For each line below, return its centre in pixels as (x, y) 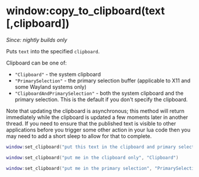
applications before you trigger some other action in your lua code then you (98, 130)
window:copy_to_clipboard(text (86, 11)
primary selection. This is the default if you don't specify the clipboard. (101, 99)
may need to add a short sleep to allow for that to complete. (79, 136)
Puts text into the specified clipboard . (53, 51)
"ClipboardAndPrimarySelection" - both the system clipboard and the (99, 93)
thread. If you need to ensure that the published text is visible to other (91, 123)
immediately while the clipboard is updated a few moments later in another (97, 117)
